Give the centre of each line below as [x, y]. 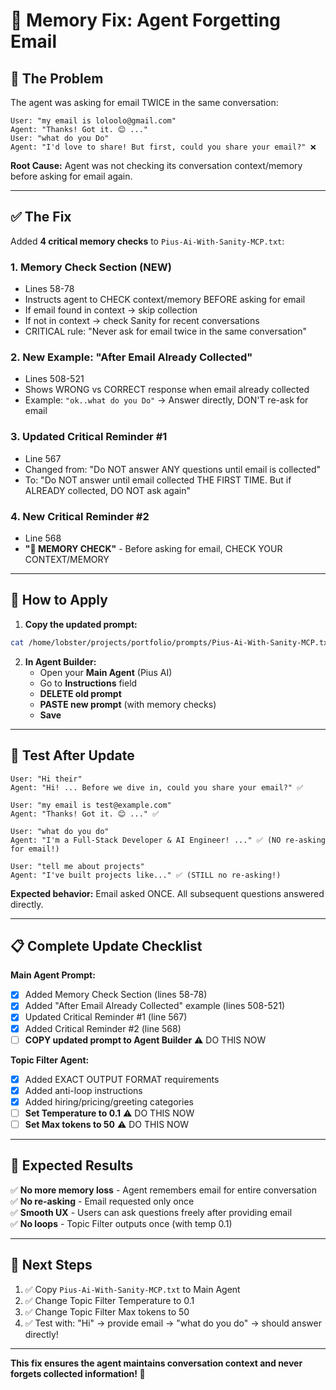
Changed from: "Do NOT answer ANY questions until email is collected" [173, 469]
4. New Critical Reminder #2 [80, 516]
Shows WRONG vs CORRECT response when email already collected [167, 390]
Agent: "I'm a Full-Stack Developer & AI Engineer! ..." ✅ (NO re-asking [168, 840]
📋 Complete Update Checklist [106, 945]
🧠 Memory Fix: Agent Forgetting [145, 20]
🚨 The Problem [57, 78]
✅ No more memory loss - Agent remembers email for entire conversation [163, 1190]
